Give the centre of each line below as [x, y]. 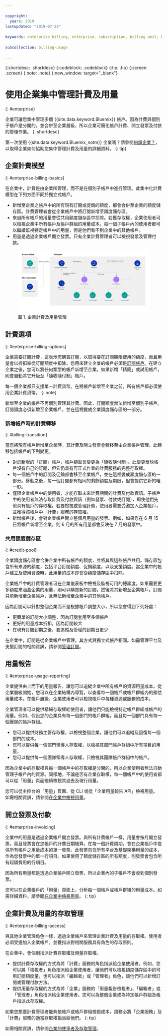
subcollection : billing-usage [37, 47]
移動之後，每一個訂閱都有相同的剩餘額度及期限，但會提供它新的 [91, 481]
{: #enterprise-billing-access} [36, 926]
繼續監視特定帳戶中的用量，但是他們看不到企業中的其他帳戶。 [80, 230]
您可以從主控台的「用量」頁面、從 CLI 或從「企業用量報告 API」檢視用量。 [82, 791]
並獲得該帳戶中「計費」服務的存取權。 [51, 512]
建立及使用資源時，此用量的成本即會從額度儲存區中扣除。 [68, 573]
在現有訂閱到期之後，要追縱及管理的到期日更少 [60, 629]
